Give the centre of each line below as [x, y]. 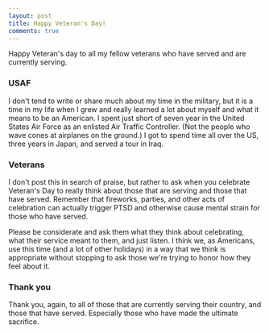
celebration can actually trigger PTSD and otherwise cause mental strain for [134, 207]
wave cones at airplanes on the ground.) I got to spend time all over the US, [134, 135]
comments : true [34, 31]
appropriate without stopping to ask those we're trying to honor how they [130, 257]
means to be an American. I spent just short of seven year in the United [126, 118]
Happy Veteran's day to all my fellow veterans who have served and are [127, 54]
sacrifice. [24, 322]
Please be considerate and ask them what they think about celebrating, [126, 231]
